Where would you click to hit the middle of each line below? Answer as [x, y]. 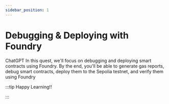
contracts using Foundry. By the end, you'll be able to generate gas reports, [85, 66]
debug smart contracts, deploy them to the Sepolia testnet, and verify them [84, 71]
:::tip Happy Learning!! [29, 87]
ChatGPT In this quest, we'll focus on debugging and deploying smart [78, 60]
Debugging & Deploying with [67, 35]
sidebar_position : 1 [27, 10]
